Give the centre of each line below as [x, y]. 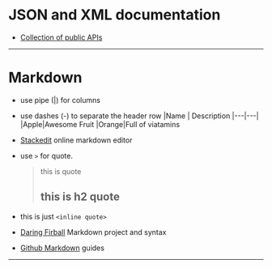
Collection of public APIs [61, 37]
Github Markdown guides [62, 248]
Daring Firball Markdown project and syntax [93, 232]
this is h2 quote [80, 197]
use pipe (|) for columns [60, 100]
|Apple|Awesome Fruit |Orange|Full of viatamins [100, 124]
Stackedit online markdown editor [76, 140]
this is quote [61, 171]
